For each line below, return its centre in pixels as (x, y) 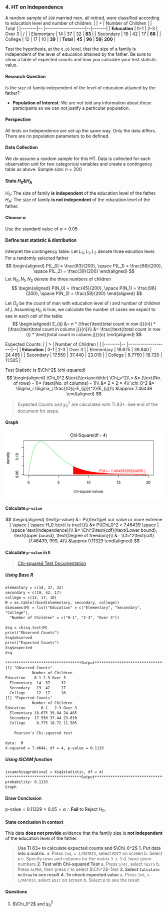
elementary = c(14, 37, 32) (34, 588)
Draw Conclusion (23, 798)
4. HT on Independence (34, 7)
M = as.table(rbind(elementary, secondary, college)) (62, 603)
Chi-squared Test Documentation (52, 563)
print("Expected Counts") (32, 643)
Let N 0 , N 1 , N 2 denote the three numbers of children (58, 279)
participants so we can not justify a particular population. (71, 108)
